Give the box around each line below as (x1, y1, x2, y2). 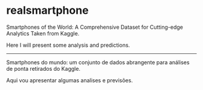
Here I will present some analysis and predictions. (6, 41, 130, 49)
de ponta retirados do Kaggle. (6, 65, 80, 72)
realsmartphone (6, 4, 89, 17)
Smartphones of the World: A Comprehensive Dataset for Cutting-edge (6, 23, 183, 31)
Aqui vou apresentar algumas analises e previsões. (6, 76, 133, 84)
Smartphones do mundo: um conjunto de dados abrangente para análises (6, 58, 190, 66)
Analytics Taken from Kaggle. (6, 29, 80, 37)
